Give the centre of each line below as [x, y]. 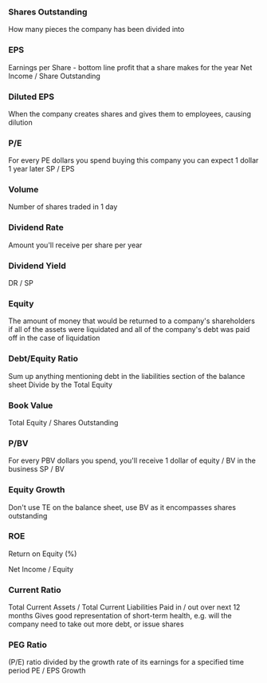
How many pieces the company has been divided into [96, 30]
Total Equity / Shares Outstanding [63, 422]
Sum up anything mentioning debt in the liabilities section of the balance [127, 376]
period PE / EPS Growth [47, 671]
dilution [21, 122]
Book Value [31, 405]
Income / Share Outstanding [55, 76]
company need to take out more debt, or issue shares [96, 624]
